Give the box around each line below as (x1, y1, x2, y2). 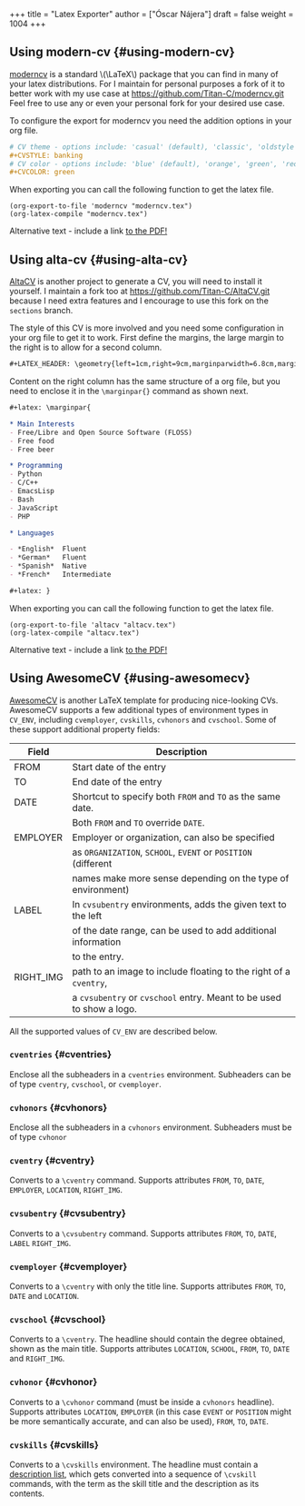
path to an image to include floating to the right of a (72, 965, 290, 977)
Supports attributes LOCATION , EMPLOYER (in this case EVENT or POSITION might (9, 1406, 292, 1417)
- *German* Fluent (9, 553, 88, 562)
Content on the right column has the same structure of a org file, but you (9, 376, 281, 386)
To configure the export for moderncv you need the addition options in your (9, 114, 292, 126)
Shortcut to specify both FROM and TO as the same (72, 790, 281, 803)
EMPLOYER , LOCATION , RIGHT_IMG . (9, 1184, 123, 1195)
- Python (9, 470, 43, 479)
